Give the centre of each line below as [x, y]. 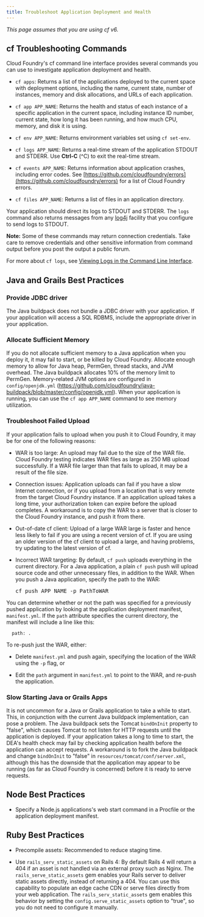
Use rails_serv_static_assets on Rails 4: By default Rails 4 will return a [105, 862]
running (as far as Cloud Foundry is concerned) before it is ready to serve [99, 769]
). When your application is [147, 392]
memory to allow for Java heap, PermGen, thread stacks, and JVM [90, 366]
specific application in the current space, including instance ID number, [104, 113]
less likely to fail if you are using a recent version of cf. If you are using [104, 535]
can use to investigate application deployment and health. [79, 70]
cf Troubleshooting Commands [67, 49]
